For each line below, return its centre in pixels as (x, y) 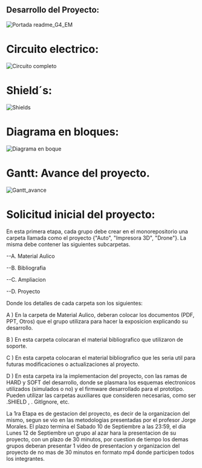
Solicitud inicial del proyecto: (81, 214)
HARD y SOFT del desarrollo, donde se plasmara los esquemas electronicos (101, 382)
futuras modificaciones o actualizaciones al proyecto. (73, 364)
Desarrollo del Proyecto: (53, 10)
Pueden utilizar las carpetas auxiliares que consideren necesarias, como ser (101, 395)
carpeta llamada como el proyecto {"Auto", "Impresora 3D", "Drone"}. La (96, 238)
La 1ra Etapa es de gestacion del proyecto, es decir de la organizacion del (98, 413)
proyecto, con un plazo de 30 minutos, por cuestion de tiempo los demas (97, 439)
